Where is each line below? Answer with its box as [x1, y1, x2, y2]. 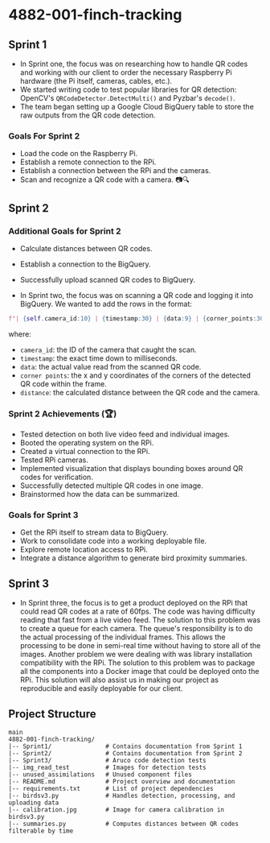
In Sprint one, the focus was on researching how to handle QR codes [19, 59, 248, 68]
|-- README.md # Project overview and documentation [8, 778, 235, 786]
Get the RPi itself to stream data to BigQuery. [19, 527, 169, 537]
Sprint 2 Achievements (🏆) [8, 408, 117, 419]
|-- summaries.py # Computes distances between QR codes [8, 820, 239, 829]
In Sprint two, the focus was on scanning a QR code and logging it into [19, 290, 254, 300]
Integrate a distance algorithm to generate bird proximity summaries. [19, 553, 247, 563]
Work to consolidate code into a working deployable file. [19, 536, 207, 546]
